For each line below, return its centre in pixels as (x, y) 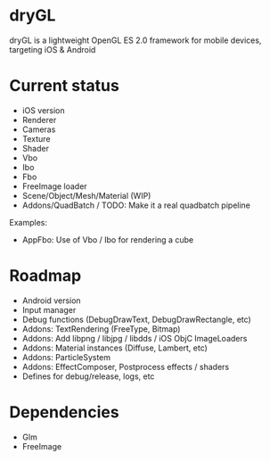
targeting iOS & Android (53, 49)
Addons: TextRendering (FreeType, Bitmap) (101, 329)
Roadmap (45, 276)
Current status (65, 86)
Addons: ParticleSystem (66, 357)
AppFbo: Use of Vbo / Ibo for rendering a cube (108, 239)
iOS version (43, 110)
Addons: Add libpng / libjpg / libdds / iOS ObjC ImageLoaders (135, 338)
